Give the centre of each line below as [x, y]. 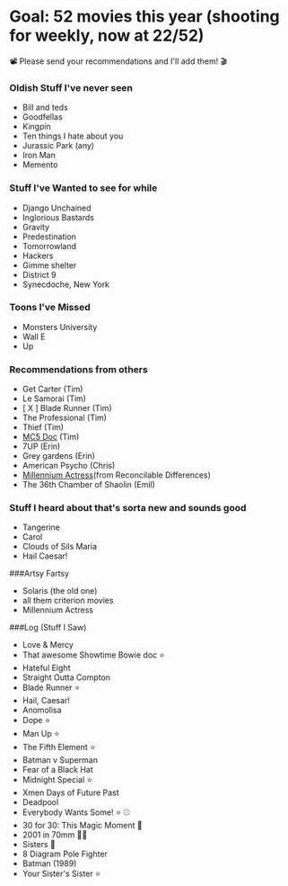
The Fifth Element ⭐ [59, 747]
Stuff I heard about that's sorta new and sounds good [128, 508]
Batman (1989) [49, 864]
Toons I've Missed [50, 308]
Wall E [34, 336]
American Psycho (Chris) [69, 466]
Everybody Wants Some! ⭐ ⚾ [76, 812]
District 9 [39, 274]
